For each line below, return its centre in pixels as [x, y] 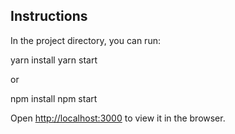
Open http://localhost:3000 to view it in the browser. [118, 118]
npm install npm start [54, 98]
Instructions [49, 16]
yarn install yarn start [54, 60]
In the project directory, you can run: [85, 40]
